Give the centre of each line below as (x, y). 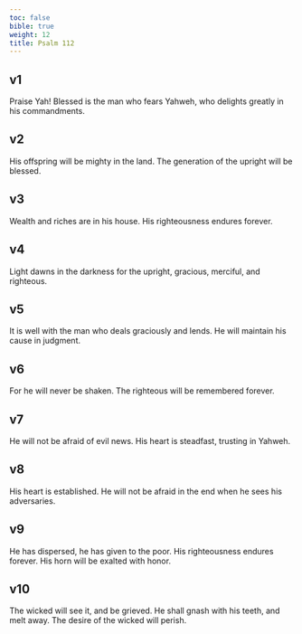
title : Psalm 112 (42, 43)
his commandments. (47, 111)
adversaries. (33, 501)
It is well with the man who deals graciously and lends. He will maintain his (148, 331)
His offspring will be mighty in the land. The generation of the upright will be (151, 161)
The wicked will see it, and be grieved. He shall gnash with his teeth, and (145, 610)
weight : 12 (30, 34)
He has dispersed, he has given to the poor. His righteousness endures (142, 551)
